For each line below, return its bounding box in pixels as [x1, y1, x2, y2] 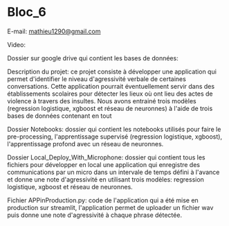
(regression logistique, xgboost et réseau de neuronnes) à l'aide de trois [7, 104, 213, 112]
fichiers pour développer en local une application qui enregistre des [7, 160, 201, 168]
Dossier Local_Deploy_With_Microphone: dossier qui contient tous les [7, 153, 205, 162]
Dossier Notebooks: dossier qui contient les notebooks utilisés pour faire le [7, 125, 221, 133]
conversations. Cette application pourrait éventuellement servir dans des [7, 82, 215, 90]
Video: [7, 40, 26, 49]
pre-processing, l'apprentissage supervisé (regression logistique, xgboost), [7, 132, 223, 141]
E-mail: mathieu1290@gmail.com [7, 27, 101, 35]
